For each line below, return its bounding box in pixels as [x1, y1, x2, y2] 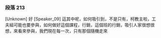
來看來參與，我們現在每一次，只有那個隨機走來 [13, 28, 108, 34]
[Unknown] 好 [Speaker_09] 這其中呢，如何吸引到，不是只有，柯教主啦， [5, 16, 152, 22]
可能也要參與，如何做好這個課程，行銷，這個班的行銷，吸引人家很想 [13, 22, 150, 28]
